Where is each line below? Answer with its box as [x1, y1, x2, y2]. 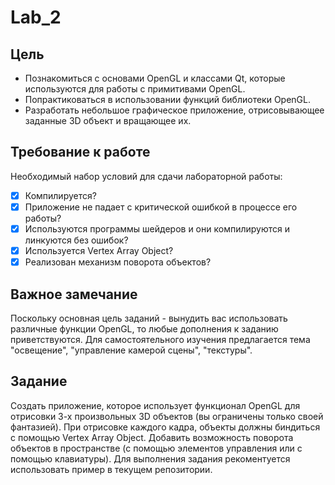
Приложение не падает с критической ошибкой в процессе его [24, 201, 298, 213]
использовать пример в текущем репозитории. [10, 463, 213, 475]
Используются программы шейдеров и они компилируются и [24, 222, 290, 235]
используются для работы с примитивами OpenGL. [24, 83, 246, 95]
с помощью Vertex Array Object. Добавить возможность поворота [10, 431, 294, 443]
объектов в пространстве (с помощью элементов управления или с [10, 442, 303, 454]
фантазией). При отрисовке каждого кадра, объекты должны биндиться [10, 421, 321, 433]
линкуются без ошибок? [24, 234, 129, 246]
